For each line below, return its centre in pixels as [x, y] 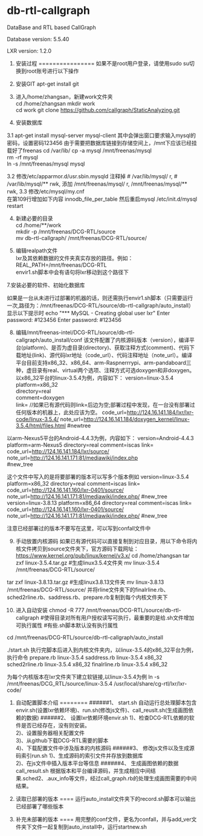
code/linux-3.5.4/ [37, 419]
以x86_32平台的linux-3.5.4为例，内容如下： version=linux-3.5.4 [95, 378]
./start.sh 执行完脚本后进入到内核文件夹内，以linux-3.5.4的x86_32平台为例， [102, 650]
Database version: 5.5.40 [38, 39]
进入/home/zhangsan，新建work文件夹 [64, 96]
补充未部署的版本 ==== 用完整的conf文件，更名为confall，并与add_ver [104, 819]
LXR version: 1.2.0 [29, 51]
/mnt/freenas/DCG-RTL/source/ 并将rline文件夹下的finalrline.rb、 [88, 589]
